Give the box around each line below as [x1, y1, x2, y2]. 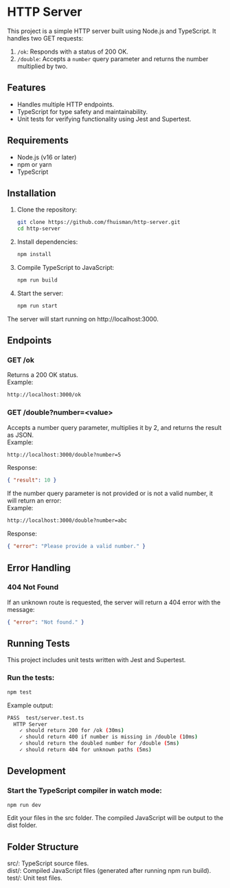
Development [7, 765, 67, 777]
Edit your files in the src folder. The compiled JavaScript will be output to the [7, 814, 224, 822]
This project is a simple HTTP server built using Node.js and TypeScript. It [7, 27, 216, 35]
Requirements [7, 135, 69, 146]
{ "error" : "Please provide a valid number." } [7, 543, 146, 550]
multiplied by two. [16, 62, 68, 70]
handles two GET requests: [7, 34, 84, 42]
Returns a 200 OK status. [7, 371, 79, 379]
